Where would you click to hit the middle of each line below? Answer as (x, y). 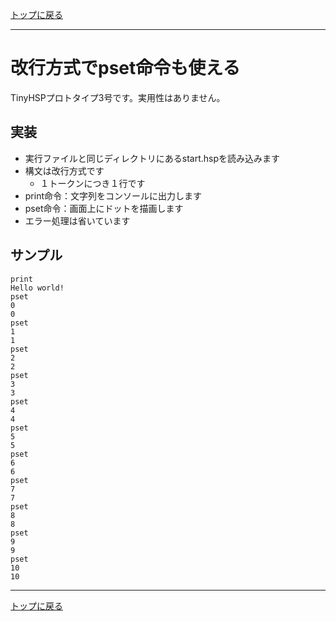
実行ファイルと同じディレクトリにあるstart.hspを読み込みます (152, 158)
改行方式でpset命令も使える (125, 68)
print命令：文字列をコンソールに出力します (113, 195)
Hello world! (37, 288)
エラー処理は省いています (77, 220)
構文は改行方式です (64, 170)
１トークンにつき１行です (92, 183)
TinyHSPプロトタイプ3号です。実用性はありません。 (118, 97)
